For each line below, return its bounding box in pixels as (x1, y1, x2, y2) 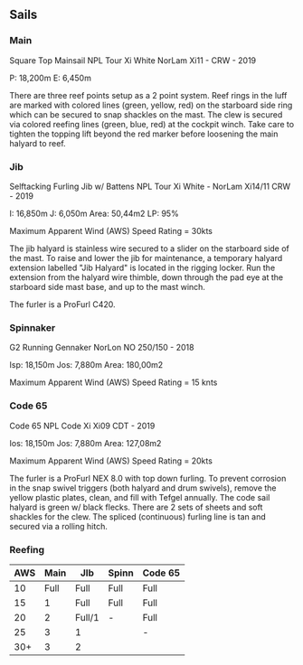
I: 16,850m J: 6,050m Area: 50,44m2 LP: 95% (9, 208, 179, 219)
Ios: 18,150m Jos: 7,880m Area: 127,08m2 (9, 437, 162, 448)
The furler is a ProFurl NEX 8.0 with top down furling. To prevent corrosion (9, 473, 287, 483)
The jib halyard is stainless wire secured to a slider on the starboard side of (9, 243, 289, 254)
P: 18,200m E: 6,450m (9, 72, 92, 83)
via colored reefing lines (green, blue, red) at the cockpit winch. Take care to (9, 118, 295, 129)
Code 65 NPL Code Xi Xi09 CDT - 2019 (9, 420, 156, 431)
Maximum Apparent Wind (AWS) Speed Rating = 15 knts (9, 377, 218, 388)
